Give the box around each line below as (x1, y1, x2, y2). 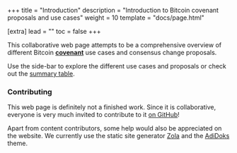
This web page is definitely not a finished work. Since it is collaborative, (7, 103, 216, 111)
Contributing (7, 87, 52, 97)
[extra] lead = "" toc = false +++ (7, 27, 101, 35)
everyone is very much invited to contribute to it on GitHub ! (7, 111, 180, 119)
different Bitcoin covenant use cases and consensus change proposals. (7, 49, 217, 56)
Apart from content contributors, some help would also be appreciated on (7, 124, 222, 133)
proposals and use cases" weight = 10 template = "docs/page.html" (7, 13, 205, 22)
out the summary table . (7, 70, 76, 78)
